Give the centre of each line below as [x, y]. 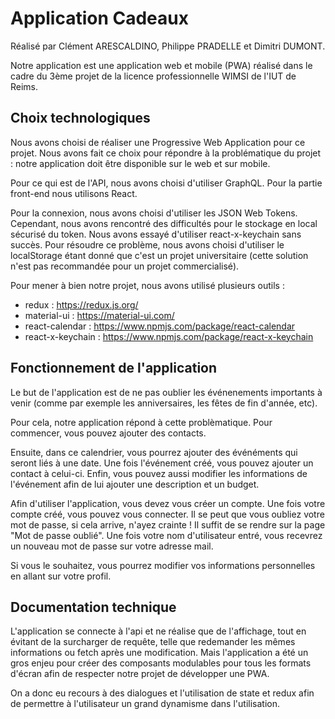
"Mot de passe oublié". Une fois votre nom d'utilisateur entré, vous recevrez [166, 535]
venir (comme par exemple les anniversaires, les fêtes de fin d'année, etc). [164, 403]
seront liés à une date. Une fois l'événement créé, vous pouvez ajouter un [162, 463]
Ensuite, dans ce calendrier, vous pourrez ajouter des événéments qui [154, 452]
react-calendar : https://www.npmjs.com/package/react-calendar [160, 326]
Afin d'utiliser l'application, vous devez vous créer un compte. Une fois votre [168, 503]
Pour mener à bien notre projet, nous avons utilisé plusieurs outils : [147, 285]
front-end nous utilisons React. [74, 193]
